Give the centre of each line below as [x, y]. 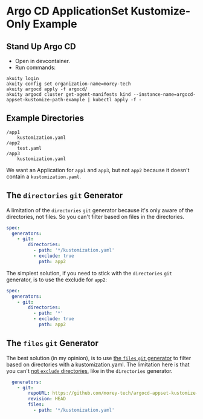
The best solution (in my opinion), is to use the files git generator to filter [99, 358]
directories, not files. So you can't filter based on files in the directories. [95, 216]
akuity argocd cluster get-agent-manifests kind [69, 95]
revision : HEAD [47, 399]
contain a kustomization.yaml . [44, 176]
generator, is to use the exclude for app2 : [57, 280]
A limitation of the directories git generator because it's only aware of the [100, 210]
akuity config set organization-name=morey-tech [69, 84]
